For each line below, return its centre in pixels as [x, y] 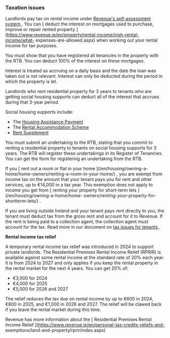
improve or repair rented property [40, 29]
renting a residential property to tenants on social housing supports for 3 [81, 148]
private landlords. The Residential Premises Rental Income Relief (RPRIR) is [83, 252]
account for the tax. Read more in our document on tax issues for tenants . [83, 227]
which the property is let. [31, 82]
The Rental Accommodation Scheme [51, 127]
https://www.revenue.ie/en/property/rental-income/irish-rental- [73, 35]
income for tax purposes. [32, 46]
